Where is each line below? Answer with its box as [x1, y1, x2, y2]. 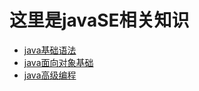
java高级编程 [23, 69, 77, 81]
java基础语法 [23, 44, 77, 56]
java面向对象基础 [23, 56, 94, 68]
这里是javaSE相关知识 [9, 9, 190, 32]
